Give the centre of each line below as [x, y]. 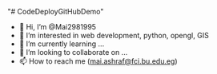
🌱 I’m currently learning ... [62, 44]
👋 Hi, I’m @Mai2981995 [58, 27]
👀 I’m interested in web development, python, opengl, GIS [114, 35]
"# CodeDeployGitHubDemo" [56, 12]
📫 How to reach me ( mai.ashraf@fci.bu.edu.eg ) [98, 61]
